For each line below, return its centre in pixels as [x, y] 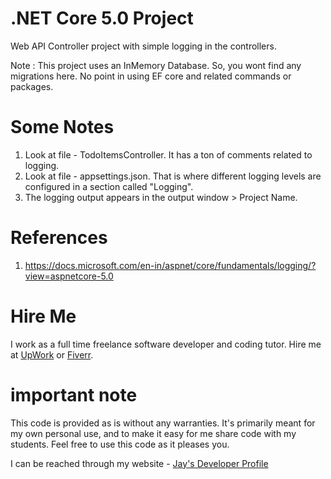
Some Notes [62, 127]
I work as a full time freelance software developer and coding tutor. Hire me [166, 344]
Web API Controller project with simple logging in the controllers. [143, 46]
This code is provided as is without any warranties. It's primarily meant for [163, 423]
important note [74, 394]
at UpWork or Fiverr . [52, 354]
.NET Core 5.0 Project [102, 18]
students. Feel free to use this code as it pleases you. [120, 444]
